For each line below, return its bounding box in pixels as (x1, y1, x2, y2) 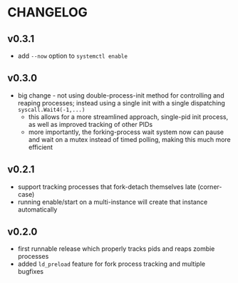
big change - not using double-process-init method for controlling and (17, 91, 224, 100)
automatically (17, 205, 58, 214)
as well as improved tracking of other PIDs (28, 120, 153, 128)
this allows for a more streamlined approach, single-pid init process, (28, 112, 229, 121)
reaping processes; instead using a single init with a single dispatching (17, 98, 226, 107)
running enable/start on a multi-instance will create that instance (17, 197, 208, 206)
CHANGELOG (7, 4, 88, 21)
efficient (28, 143, 53, 151)
